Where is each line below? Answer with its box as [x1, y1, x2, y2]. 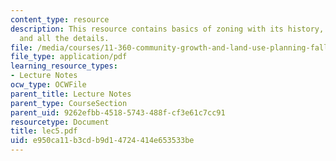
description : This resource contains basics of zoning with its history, [10, 24, 325, 34]
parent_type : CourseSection [10, 98, 128, 108]
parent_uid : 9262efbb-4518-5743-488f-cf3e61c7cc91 [10, 107, 226, 118]
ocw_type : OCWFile [10, 80, 87, 90]
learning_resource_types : [10, 61, 118, 71]
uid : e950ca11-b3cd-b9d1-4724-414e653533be [10, 136, 195, 146]
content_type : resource [10, 14, 110, 25]
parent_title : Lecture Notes [10, 89, 132, 99]
